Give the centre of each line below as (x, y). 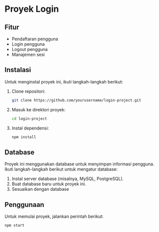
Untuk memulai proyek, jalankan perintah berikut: (54, 216)
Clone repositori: (28, 91)
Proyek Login (32, 9)
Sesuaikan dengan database (40, 189)
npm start (15, 226)
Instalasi (18, 70)
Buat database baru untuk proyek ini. (49, 184)
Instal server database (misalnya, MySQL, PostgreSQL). (68, 179)
